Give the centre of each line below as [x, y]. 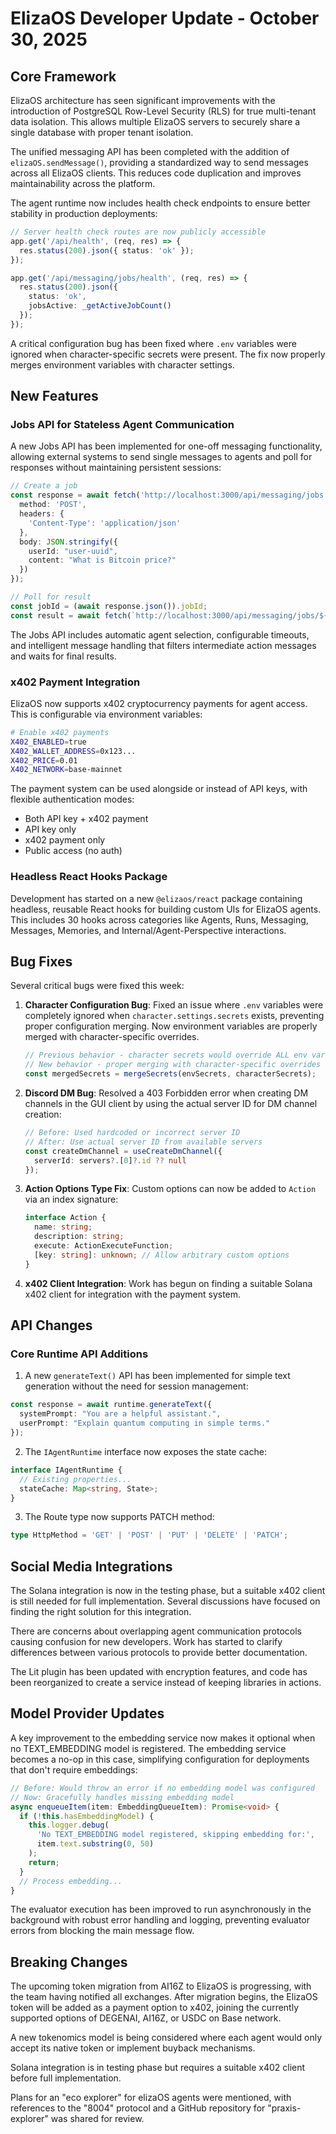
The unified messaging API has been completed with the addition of [150, 151]
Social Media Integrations [91, 1566]
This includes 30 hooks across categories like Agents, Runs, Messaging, [159, 919]
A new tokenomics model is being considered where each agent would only [166, 2038]
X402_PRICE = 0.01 [44, 760]
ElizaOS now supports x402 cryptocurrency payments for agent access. [159, 703]
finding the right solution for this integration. [101, 1612]
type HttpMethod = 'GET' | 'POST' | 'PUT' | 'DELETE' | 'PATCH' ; [149, 1535]
